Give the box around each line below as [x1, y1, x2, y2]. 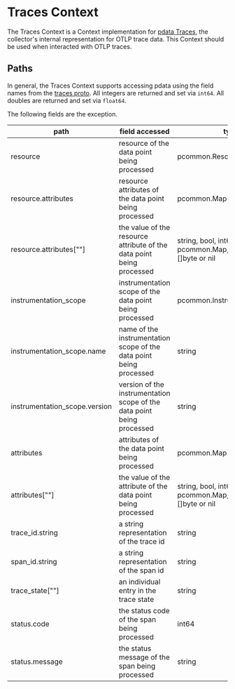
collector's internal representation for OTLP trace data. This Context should [7, 34, 225, 43]
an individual [118, 577, 161, 587]
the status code [118, 606, 170, 615]
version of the [118, 380, 164, 389]
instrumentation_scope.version [10, 401, 113, 411]
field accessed [119, 126, 170, 136]
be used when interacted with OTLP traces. [7, 42, 132, 51]
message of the [118, 652, 170, 662]
